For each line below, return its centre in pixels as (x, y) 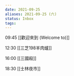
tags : (10, 23)
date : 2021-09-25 (23, 9)
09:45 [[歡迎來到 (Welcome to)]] (37, 38)
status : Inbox (19, 19)
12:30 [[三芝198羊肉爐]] (28, 48)
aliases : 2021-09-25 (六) (31, 14)
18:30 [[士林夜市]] (23, 69)
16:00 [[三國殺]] (21, 58)
